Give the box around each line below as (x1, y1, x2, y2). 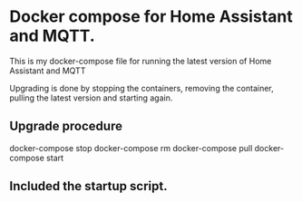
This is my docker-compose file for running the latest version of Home (9, 55, 272, 66)
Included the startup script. (9, 178, 168, 194)
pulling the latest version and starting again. (9, 92, 173, 103)
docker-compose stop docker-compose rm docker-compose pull (9, 142, 253, 153)
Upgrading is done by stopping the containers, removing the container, (9, 82, 274, 93)
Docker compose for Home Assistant (9, 6, 293, 27)
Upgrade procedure (9, 119, 122, 134)
